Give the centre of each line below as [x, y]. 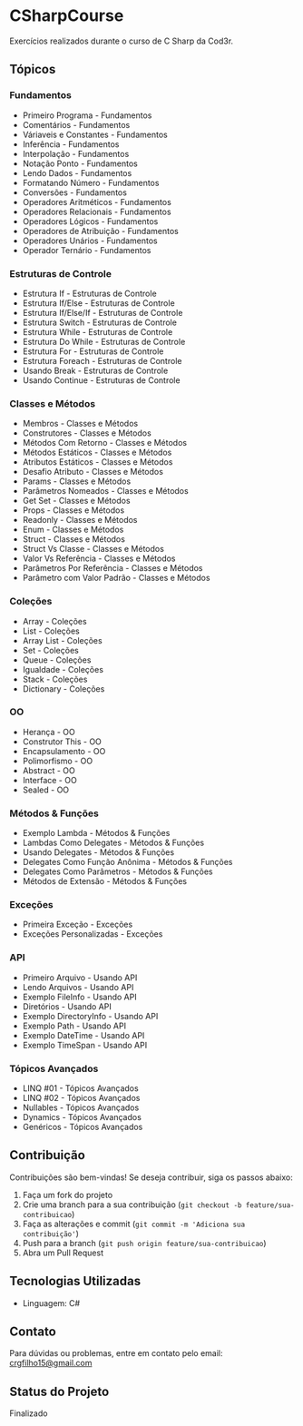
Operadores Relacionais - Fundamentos [97, 211]
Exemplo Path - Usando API [74, 1026]
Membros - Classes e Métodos [80, 424]
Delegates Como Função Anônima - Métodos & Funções [127, 862]
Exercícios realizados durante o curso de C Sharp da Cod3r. [122, 41]
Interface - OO [49, 780]
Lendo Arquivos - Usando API [78, 987]
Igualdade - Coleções [63, 669]
